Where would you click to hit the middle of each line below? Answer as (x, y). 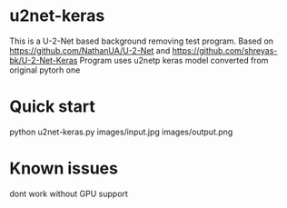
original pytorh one (45, 70)
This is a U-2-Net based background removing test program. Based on (142, 41)
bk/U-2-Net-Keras (44, 60)
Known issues (64, 168)
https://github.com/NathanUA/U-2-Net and (90, 50)
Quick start (52, 107)
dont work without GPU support (69, 193)
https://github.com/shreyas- (225, 50)
